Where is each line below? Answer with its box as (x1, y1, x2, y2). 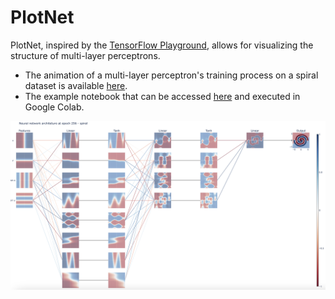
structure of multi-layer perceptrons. (10, 49, 161, 61)
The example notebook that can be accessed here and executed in (24, 90, 301, 102)
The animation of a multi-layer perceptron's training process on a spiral (24, 69, 319, 81)
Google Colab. (24, 101, 85, 113)
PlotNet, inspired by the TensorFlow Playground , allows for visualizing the (10, 39, 314, 51)
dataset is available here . (24, 79, 128, 91)
